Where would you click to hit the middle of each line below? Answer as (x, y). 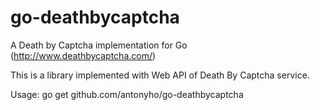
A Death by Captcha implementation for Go (99, 45)
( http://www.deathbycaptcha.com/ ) (83, 55)
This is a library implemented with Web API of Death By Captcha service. (160, 75)
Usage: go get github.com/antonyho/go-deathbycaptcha (127, 94)
